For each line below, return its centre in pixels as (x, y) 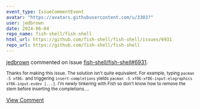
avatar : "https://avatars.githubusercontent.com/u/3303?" (80, 17)
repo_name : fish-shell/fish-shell (49, 34)
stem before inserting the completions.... (48, 89)
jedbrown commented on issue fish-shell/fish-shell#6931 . (77, 62)
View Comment (25, 100)
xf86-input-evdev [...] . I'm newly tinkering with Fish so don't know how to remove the (96, 84)
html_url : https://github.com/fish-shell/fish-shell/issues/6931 (89, 40)
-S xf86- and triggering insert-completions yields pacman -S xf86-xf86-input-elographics (99, 78)
